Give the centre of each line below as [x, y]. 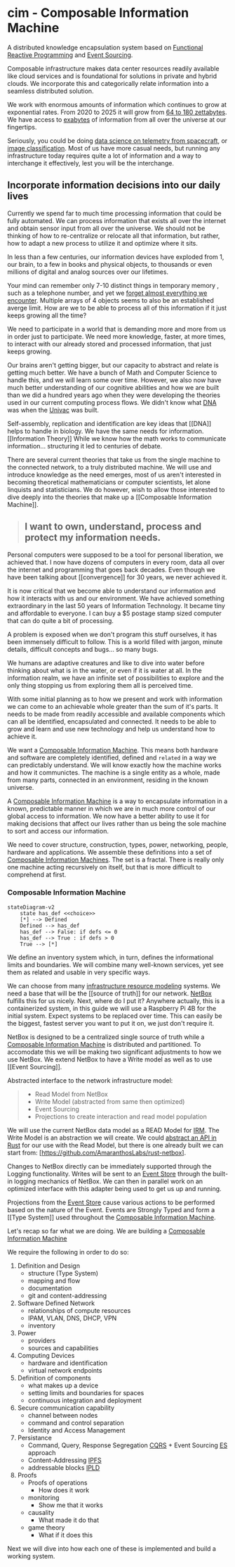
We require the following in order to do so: [68, 1252]
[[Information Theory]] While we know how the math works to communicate [117, 439]
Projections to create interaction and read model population [121, 1116]
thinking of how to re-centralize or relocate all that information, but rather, [114, 235]
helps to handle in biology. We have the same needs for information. [106, 431]
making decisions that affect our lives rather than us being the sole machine [117, 823]
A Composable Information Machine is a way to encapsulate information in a [117, 801]
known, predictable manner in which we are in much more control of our [112, 808]
